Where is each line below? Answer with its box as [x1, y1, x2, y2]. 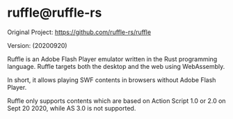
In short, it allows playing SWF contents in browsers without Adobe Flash [7, 75, 216, 84]
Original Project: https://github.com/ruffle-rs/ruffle [7, 28, 152, 36]
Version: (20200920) [7, 41, 67, 49]
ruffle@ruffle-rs [7, 5, 102, 21]
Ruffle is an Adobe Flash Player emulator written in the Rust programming [7, 54, 218, 63]
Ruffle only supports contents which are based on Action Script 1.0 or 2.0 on [7, 96, 226, 105]
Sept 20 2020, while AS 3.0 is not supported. [7, 104, 136, 112]
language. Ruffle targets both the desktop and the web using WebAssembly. [7, 62, 225, 70]
